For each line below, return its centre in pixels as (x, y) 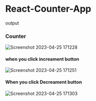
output (12, 23)
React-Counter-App (48, 9)
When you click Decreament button (44, 82)
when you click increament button (42, 59)
